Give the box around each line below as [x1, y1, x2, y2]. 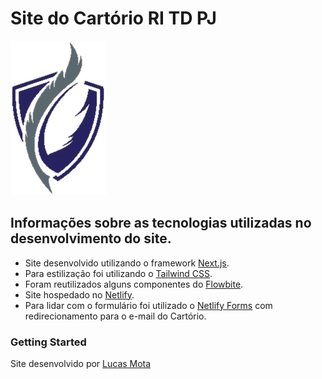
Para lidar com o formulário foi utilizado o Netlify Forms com [24, 299, 273, 311]
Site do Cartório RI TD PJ [10, 7, 217, 30]
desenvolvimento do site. [10, 230, 172, 247]
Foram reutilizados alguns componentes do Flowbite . [24, 278, 244, 290]
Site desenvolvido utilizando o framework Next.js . [24, 257, 230, 269]
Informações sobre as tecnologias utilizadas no [10, 215, 312, 232]
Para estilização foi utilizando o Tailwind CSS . [24, 267, 213, 279]
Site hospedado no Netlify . [24, 288, 135, 301]
